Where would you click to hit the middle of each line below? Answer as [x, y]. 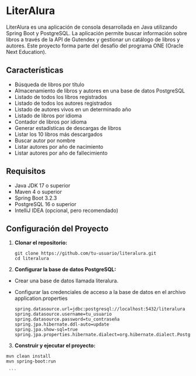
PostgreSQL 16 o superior [45, 204]
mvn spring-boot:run [31, 361]
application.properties [41, 298]
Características [35, 71]
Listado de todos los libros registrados [61, 97]
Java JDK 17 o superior [42, 185]
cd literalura [32, 259]
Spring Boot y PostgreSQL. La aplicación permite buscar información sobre [97, 33]
